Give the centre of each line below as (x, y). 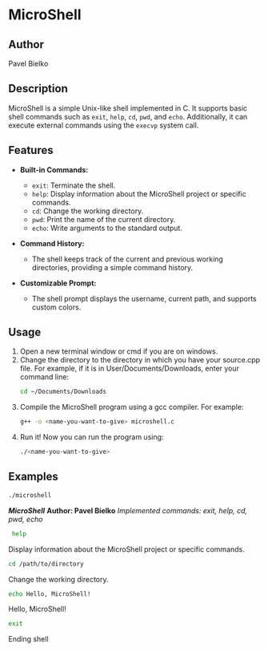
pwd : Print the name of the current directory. (104, 219)
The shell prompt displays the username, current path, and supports (144, 298)
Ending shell (29, 639)
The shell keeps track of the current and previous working (128, 259)
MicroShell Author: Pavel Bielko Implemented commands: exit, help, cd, (128, 510)
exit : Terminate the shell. (74, 185)
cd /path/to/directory (46, 564)
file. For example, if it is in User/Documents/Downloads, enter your (130, 369)
